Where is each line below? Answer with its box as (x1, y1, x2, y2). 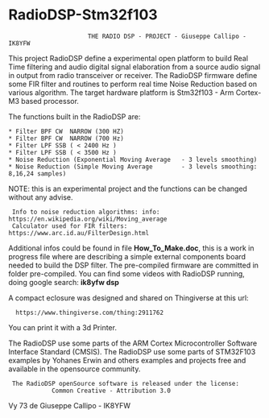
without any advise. (8, 192, 73, 202)
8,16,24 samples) (8, 169, 67, 178)
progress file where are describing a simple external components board (8, 251, 246, 261)
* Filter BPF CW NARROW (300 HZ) (8, 127, 125, 135)
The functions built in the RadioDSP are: (8, 111, 141, 122)
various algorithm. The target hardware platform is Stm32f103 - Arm (8, 87, 234, 97)
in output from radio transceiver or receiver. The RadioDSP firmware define (8, 70, 258, 80)
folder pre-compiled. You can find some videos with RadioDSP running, (8, 268, 246, 279)
